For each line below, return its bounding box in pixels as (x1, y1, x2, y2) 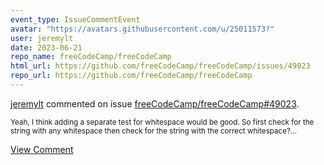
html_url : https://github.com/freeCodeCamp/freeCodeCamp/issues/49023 (10, 61, 311, 71)
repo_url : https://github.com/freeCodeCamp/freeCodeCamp (10, 71, 253, 81)
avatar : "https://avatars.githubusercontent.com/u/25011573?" (10, 24, 275, 34)
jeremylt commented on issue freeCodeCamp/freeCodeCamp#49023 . (10, 97, 300, 110)
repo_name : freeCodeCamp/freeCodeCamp (10, 52, 172, 62)
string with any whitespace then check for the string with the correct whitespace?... (10, 126, 298, 136)
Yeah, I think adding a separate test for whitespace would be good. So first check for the (10, 117, 315, 127)
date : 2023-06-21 (10, 42, 83, 53)
